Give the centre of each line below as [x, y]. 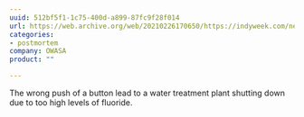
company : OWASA [38, 51]
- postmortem [34, 43]
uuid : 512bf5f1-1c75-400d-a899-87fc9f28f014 [95, 18]
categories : [32, 34]
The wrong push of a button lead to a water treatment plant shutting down [147, 93]
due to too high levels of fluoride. [71, 103]
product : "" [32, 59]
